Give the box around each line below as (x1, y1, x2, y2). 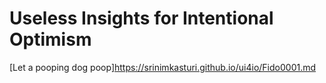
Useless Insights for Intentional (9, 7, 274, 30)
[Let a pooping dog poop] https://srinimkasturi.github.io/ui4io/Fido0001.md (9, 61, 317, 73)
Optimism (9, 28, 92, 51)
